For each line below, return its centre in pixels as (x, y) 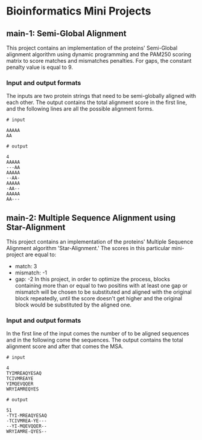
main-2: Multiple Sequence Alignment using (91, 218)
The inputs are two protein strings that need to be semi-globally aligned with (101, 96)
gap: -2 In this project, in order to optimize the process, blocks (93, 279)
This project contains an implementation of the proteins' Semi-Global (92, 48)
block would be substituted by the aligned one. (73, 305)
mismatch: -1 (31, 273)
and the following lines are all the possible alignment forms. (80, 109)
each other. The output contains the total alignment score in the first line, (97, 102)
